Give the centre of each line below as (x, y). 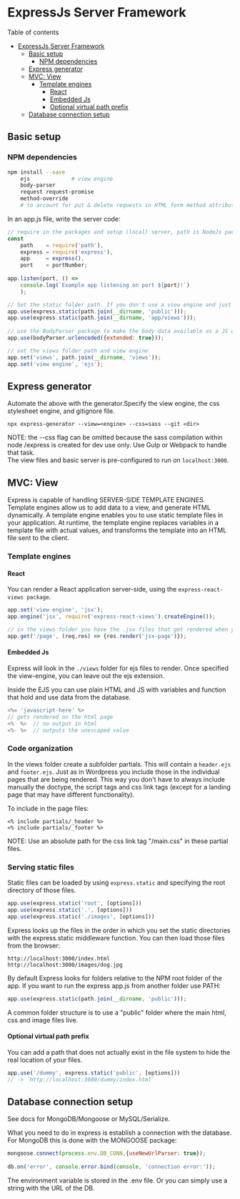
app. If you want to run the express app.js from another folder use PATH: (114, 985)
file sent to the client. (38, 538)
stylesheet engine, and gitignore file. (61, 411)
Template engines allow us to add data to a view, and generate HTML (109, 507)
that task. (21, 453)
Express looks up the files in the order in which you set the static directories (119, 930)
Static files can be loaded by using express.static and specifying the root (116, 882)
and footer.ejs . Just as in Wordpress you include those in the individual (114, 772)
